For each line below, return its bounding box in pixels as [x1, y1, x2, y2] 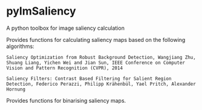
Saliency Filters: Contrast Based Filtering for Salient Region [6, 75, 172, 81]
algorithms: [6, 43, 34, 50]
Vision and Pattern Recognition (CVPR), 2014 [6, 65, 123, 71]
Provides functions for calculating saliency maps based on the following [6, 36, 186, 43]
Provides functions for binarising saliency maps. [6, 97, 126, 104]
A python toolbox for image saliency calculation [6, 24, 125, 32]
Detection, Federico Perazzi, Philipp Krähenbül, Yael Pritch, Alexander [6, 81, 197, 87]
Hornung [6, 86, 26, 92]
